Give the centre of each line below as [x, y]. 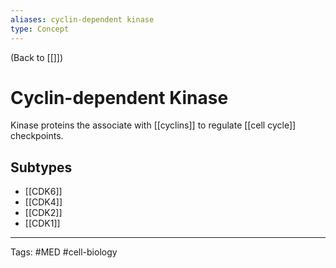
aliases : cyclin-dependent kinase [82, 19]
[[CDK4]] [43, 202]
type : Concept [40, 29]
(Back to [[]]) [37, 57]
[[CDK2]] [43, 213]
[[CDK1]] [42, 223]
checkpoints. [37, 136]
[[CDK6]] [43, 192]
